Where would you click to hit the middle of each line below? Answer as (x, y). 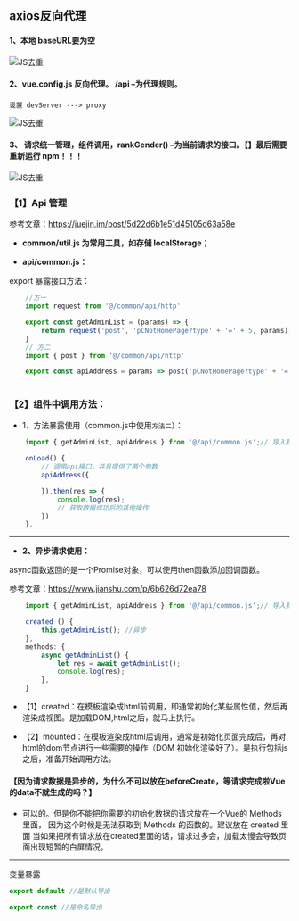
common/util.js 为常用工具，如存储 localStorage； (116, 243)
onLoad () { (45, 459)
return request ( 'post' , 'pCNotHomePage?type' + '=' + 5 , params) (165, 330)
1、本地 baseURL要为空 (52, 40)
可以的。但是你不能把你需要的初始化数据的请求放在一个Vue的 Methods (152, 814)
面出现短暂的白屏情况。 (65, 847)
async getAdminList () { (85, 655)
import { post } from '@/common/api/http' (105, 355)
